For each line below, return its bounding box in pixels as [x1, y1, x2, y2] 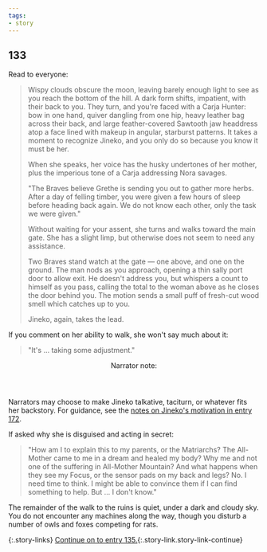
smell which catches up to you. [27, 299, 130, 309]
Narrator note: [110, 361, 158, 370]
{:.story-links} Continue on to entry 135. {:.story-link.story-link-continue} [8, 535, 243, 545]
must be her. [27, 144, 69, 154]
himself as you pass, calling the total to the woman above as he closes [27, 282, 260, 292]
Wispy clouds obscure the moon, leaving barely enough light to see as [27, 85, 259, 95]
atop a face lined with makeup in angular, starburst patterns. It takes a [27, 127, 257, 137]
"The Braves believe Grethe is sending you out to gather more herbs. [27, 184, 254, 194]
